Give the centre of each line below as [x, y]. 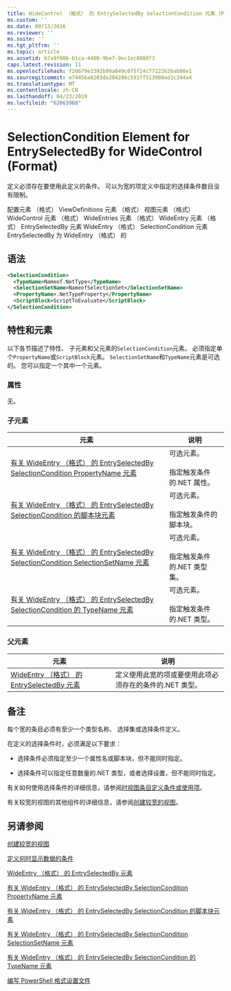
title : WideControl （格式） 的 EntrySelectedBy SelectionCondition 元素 [111, 13]
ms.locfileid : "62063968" [44, 103]
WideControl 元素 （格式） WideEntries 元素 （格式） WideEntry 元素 [105, 218]
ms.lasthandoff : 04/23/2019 [47, 97]
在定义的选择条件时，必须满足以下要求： [64, 744]
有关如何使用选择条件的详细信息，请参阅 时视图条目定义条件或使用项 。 [107, 787]
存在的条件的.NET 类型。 [162, 685]
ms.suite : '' [26, 39]
